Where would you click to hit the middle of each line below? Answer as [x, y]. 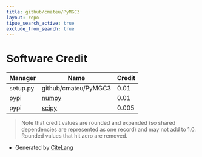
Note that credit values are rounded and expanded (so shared [98, 123]
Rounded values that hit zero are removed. [74, 136]
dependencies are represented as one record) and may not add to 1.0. [108, 129]
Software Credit [47, 59]
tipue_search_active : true [40, 23]
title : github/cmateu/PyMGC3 [43, 12]
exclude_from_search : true [40, 29]
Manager [23, 78]
